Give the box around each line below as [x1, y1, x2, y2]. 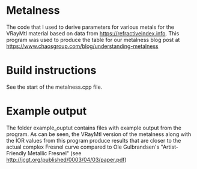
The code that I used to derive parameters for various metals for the [6, 23, 174, 31]
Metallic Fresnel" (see [27, 149, 82, 156]
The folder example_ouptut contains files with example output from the [6, 124, 182, 131]
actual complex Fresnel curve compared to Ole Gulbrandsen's [6, 143, 160, 150]
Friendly [6, 149, 26, 156]
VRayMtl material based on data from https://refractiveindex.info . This [6, 29, 180, 37]
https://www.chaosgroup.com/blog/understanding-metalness [6, 43, 159, 50]
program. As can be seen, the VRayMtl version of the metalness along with [6, 130, 192, 138]
